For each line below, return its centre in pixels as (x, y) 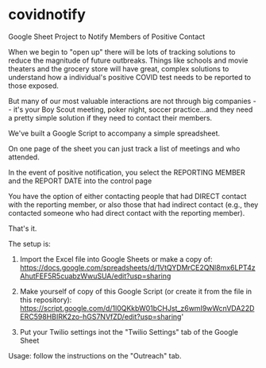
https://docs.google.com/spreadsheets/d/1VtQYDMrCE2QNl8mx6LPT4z (137, 267)
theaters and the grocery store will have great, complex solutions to (119, 68)
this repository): (46, 300)
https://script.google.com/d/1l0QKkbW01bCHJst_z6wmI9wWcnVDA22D (137, 308)
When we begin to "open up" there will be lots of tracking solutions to (122, 52)
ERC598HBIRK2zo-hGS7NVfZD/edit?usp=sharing (100, 316)
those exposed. (34, 86)
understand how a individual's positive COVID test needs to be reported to (130, 77)
